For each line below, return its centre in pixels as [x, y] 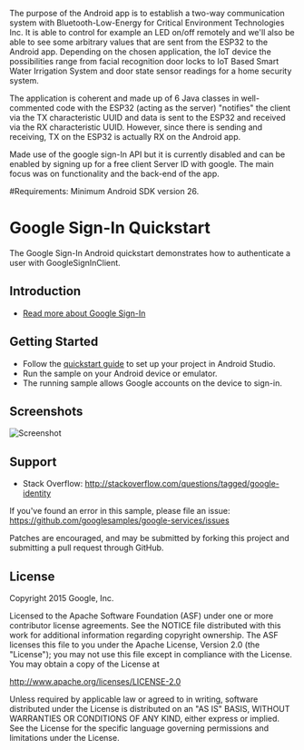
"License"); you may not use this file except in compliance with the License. [151, 654]
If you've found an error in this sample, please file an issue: [120, 511]
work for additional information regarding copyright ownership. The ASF [144, 635]
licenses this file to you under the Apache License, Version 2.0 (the [135, 645]
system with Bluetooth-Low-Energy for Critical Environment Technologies [147, 23]
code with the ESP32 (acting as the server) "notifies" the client [173, 108]
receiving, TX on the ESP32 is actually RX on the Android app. [125, 137]
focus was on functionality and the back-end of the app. [114, 173]
